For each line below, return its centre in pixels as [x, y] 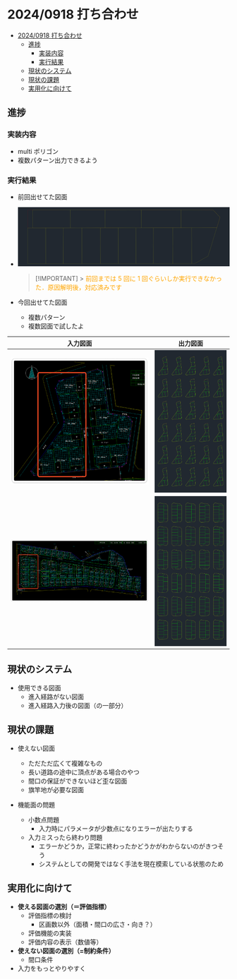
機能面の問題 [36, 805]
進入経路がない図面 [56, 697]
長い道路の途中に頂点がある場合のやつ [84, 772]
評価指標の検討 [50, 915]
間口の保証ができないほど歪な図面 [78, 781]
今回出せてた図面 [42, 302]
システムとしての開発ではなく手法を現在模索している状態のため [131, 864]
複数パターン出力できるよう [57, 160]
